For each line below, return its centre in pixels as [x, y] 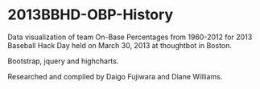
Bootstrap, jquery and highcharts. [63, 61]
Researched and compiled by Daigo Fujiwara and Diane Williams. [115, 76]
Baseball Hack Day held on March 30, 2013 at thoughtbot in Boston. [120, 45]
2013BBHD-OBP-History [91, 15]
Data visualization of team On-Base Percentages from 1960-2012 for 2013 [130, 37]
